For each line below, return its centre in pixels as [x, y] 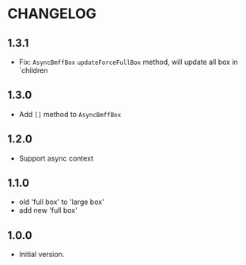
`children [33, 70]
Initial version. [42, 255]
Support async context [56, 158]
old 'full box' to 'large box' [61, 202]
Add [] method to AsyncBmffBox [70, 114]
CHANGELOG [52, 14]
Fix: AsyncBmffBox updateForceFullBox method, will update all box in [128, 62]
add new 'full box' [48, 210]
